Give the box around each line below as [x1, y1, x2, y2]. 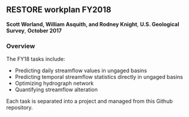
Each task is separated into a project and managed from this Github [6, 98, 173, 105]
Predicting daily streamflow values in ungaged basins [14, 67, 147, 74]
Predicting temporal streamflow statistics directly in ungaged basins [14, 73, 183, 81]
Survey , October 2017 [6, 27, 62, 34]
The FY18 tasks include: [6, 56, 65, 63]
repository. [6, 104, 33, 111]
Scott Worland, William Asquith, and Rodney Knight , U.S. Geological [6, 20, 179, 27]
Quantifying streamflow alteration [14, 86, 98, 93]
